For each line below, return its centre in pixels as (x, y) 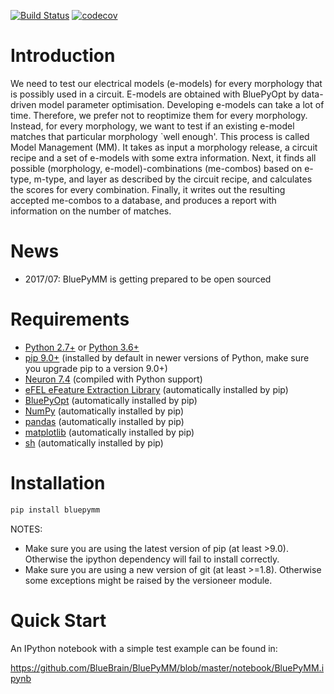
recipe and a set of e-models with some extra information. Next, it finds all (163, 157)
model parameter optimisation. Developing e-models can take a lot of (181, 104)
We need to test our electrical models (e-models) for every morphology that (166, 83)
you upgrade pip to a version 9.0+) (96, 368)
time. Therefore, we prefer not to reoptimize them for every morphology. (159, 115)
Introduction (63, 56)
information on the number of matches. (91, 211)
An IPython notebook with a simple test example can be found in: (144, 648)
